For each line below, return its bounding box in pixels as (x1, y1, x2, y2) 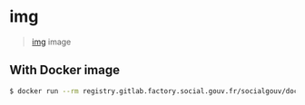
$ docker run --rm (9, 86, 79, 96)
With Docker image (9, 62, 121, 78)
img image (31, 36, 72, 47)
